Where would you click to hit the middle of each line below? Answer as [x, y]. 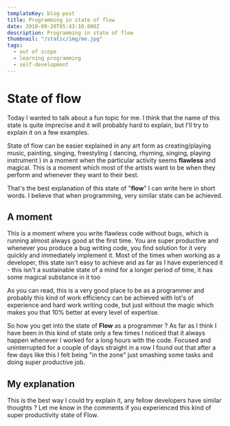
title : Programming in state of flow [61, 20]
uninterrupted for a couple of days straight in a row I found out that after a [112, 348]
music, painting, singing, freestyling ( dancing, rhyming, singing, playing [109, 153]
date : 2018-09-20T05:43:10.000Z [53, 26]
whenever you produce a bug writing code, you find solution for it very [107, 248]
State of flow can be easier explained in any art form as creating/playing [109, 146]
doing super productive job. [46, 362]
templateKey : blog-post [41, 13]
